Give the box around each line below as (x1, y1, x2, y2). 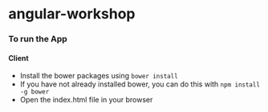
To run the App (8, 34, 68, 45)
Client (8, 53, 30, 62)
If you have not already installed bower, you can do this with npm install (19, 79, 261, 89)
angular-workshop (8, 5, 136, 23)
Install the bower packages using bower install (19, 71, 178, 81)
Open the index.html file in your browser (19, 95, 153, 105)
